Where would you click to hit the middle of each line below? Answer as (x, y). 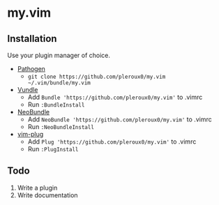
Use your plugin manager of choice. (59, 55)
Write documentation (47, 195)
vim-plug (30, 134)
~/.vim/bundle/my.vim (59, 83)
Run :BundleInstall (56, 105)
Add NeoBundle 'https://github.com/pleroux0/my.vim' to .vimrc (120, 119)
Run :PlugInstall (53, 149)
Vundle (28, 90)
